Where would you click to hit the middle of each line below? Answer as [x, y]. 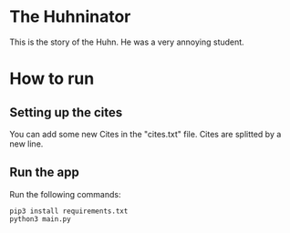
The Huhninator [70, 17]
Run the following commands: [65, 194]
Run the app [44, 172]
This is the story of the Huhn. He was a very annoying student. [127, 42]
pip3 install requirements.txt [69, 211]
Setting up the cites [66, 112]
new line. [26, 144]
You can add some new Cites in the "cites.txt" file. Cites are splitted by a [145, 134]
